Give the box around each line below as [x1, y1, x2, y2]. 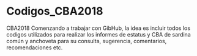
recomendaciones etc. [6, 44, 63, 51]
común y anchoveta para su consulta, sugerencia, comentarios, [6, 37, 167, 44]
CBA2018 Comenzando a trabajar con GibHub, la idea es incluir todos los [6, 24, 191, 32]
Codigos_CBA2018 [6, 4, 103, 18]
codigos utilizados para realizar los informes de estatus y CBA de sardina [6, 30, 191, 38]
